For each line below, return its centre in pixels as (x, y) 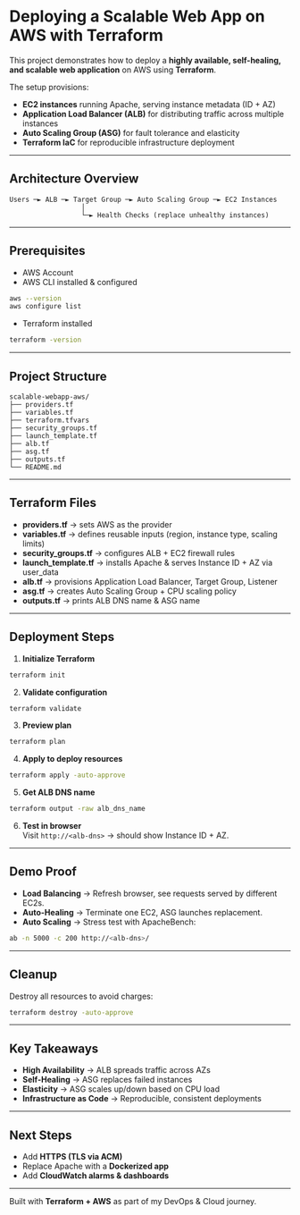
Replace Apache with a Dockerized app (96, 1166)
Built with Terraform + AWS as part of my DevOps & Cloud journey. (133, 1201)
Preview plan (47, 725)
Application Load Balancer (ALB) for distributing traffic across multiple (153, 114)
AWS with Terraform (86, 35)
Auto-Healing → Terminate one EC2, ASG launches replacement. (142, 912)
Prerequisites (47, 251)
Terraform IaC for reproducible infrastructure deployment (128, 142)
